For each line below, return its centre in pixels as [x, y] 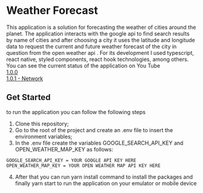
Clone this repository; [42, 124]
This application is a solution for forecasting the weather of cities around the [101, 27]
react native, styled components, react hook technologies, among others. [98, 59]
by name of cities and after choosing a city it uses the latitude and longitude [101, 40]
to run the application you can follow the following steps [76, 112]
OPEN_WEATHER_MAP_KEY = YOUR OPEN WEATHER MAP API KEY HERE [84, 166]
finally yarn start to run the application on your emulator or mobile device [106, 183]
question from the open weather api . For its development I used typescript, [100, 52]
